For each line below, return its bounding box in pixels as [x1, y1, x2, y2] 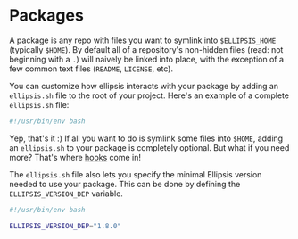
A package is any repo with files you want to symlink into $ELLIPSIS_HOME [9, 35, 277, 45]
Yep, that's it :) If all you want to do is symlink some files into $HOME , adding [9, 133, 284, 144]
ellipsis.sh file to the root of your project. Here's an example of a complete [9, 90, 290, 101]
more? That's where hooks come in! [9, 152, 141, 162]
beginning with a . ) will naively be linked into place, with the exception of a [9, 54, 284, 64]
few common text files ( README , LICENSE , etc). [9, 63, 174, 74]
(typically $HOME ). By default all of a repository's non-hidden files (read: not [9, 44, 284, 54]
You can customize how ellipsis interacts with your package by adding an [9, 80, 279, 91]
